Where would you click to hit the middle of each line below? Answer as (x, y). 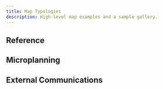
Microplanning (33, 60)
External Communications (55, 80)
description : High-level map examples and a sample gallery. (82, 17)
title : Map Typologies (34, 11)
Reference (25, 40)
